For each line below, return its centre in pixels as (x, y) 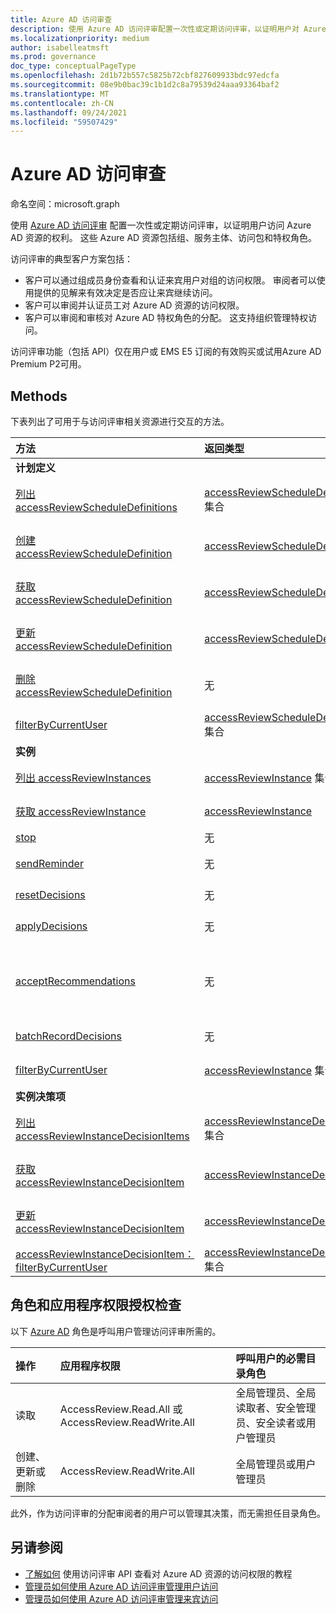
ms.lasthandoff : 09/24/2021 (69, 112)
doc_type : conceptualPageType (73, 66)
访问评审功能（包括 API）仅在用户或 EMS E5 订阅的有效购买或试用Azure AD (166, 352)
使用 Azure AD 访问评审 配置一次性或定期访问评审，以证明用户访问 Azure (161, 225)
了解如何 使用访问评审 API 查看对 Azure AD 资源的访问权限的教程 (158, 1573)
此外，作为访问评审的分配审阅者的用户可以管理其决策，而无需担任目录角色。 (168, 1513)
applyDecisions (51, 926)
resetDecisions (50, 894)
